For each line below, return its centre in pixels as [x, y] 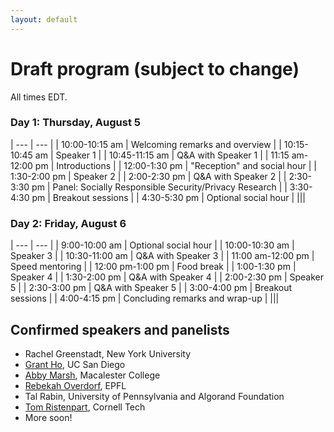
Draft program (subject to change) [155, 68]
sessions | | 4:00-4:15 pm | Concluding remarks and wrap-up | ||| [145, 298]
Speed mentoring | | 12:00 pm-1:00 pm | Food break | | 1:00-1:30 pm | [153, 267]
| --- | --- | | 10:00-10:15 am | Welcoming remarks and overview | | [146, 144]
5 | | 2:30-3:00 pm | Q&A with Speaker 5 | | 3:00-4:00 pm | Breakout [151, 288]
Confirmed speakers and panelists [120, 329]
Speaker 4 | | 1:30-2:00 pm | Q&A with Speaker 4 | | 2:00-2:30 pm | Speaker [167, 277]
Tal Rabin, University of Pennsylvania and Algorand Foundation [154, 396]
